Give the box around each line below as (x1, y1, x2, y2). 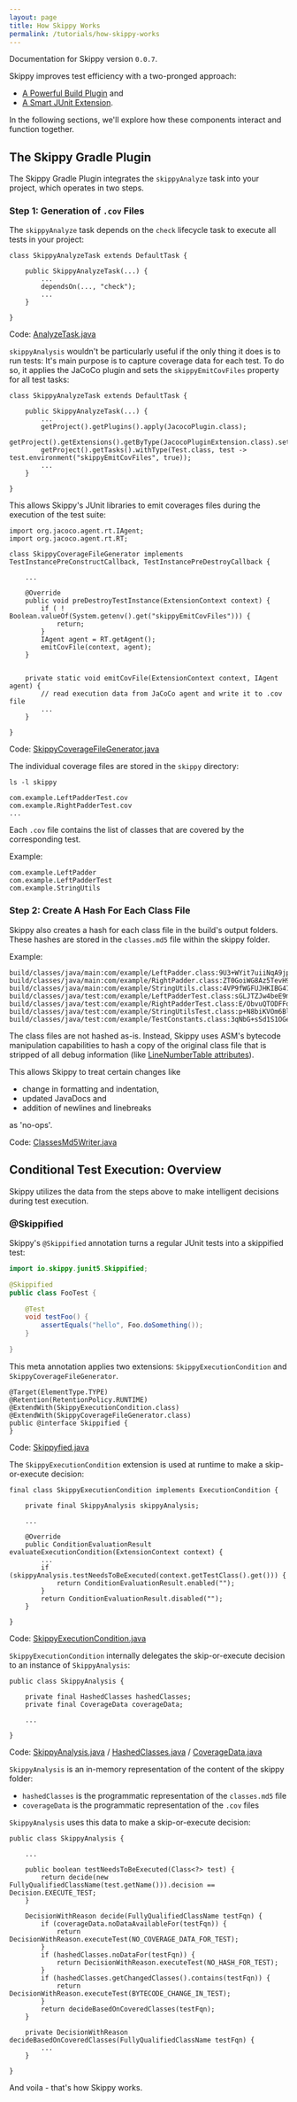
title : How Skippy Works (9, 21, 101, 30)
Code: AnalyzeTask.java (9, 329, 96, 339)
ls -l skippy (9, 778, 57, 787)
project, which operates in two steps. (9, 183, 144, 193)
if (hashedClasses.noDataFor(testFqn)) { (41, 1950, 196, 1959)
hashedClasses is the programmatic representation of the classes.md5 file (21, 1790, 287, 1801)
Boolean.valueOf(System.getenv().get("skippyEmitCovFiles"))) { (9, 612, 251, 621)
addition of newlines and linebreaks (21, 1102, 152, 1113)
